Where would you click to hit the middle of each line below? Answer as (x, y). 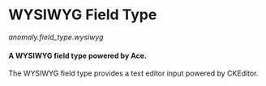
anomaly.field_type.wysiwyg (56, 37)
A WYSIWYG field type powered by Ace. (78, 55)
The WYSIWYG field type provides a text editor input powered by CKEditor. (133, 73)
